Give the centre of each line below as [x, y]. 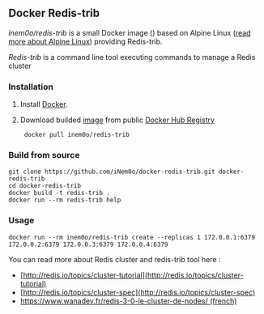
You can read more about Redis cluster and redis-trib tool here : [115, 259]
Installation [31, 87]
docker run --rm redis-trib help [65, 200]
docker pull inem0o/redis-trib [77, 135]
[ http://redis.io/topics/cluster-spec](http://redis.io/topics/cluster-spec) [138, 292]
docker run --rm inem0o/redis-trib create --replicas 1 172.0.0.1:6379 [132, 237]
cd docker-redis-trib [45, 186]
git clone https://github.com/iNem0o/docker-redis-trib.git [112, 172]
